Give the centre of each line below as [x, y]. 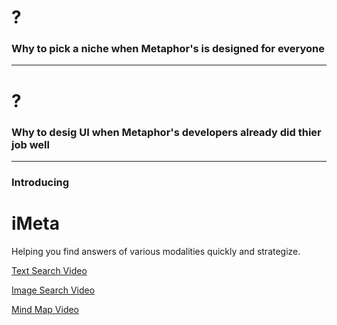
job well [30, 144]
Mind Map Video [45, 309]
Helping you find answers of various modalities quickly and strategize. [156, 251]
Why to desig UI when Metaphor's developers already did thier [166, 132]
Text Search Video [49, 270]
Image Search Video [53, 290]
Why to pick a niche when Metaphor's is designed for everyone [168, 49]
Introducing [40, 182]
